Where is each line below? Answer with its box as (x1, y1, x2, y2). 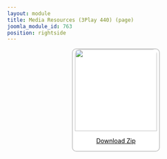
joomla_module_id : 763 (7, 23, 72, 30)
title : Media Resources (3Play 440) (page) (7, 17, 135, 23)
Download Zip (96, 137, 136, 145)
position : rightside (7, 29, 67, 36)
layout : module (7, 10, 51, 17)
